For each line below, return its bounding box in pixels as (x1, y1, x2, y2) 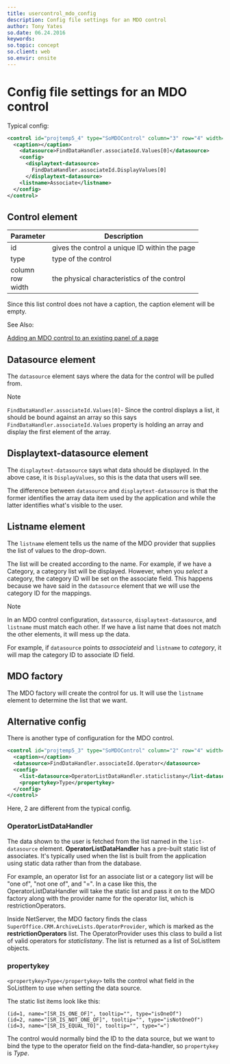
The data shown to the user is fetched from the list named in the (7, 837, 188, 845)
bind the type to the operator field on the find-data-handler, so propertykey (7, 1041, 219, 1050)
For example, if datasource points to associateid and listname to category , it (7, 643, 222, 652)
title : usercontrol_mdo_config (7, 10, 97, 17)
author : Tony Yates (7, 23, 63, 29)
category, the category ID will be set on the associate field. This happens (7, 574, 214, 582)
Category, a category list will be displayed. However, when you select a (7, 567, 208, 575)
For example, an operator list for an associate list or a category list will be (7, 872, 214, 880)
